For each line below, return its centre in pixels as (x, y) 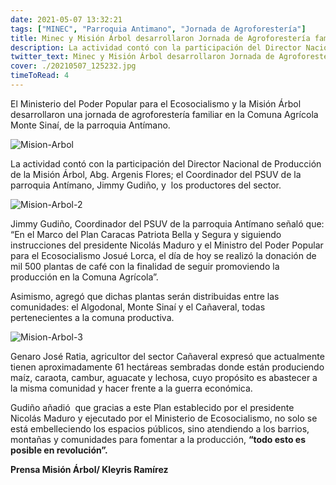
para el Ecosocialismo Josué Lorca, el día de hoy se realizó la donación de (163, 255)
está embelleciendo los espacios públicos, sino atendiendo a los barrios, (160, 428)
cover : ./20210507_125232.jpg (73, 66)
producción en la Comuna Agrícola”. (84, 277)
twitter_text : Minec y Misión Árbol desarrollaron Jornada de (142, 57)
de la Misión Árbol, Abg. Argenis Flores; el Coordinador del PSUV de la (156, 174)
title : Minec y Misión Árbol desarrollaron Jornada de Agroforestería (160, 38)
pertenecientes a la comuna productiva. (92, 317)
